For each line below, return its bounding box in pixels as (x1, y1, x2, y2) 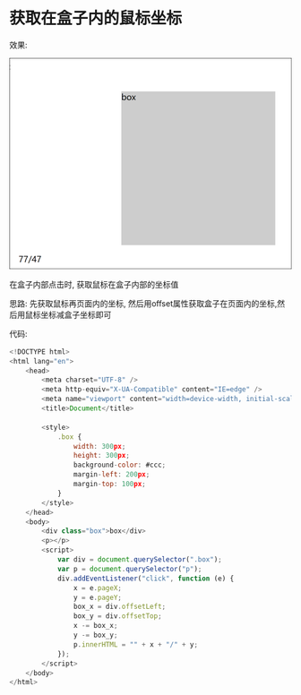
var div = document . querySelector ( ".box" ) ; (56, 555, 222, 564)
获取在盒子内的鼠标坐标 (9, 8, 183, 29)
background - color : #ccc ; (73, 460, 167, 470)
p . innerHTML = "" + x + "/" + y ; (73, 639, 199, 649)
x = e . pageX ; (73, 583, 123, 592)
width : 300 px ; (73, 442, 126, 450)
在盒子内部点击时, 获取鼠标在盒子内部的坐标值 (9, 279, 179, 289)
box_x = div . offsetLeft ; (73, 602, 167, 612)
